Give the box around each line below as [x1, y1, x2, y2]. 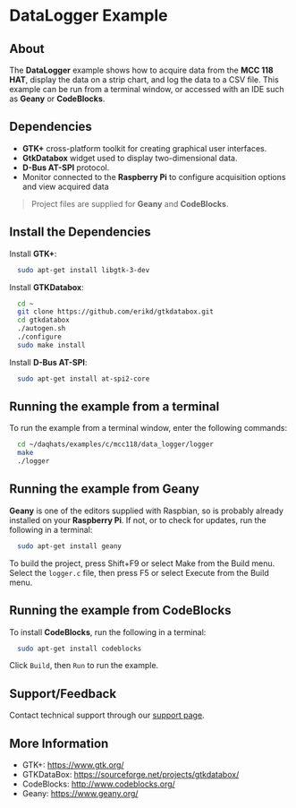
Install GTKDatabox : [9, 281, 85, 292]
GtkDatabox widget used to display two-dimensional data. [21, 152, 239, 163]
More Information [9, 735, 109, 751]
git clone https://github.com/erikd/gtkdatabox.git [17, 307, 215, 316]
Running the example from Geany [9, 481, 199, 497]
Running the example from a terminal [9, 400, 220, 415]
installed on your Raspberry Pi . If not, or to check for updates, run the [9, 514, 266, 525]
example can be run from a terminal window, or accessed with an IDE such [9, 84, 284, 94]
